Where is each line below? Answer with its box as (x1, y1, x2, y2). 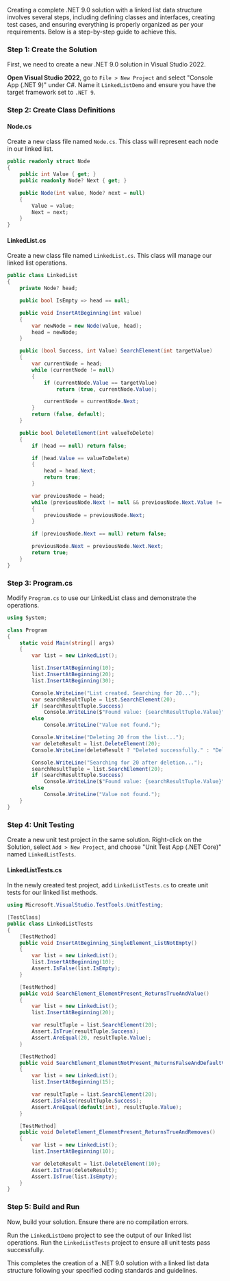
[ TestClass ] (7, 914, 41, 921)
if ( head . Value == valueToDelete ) (31, 455, 130, 462)
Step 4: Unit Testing (7, 819, 75, 829)
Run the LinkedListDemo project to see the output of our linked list (7, 1231, 192, 1239)
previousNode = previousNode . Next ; (43, 512, 146, 518)
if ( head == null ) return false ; (31, 442, 127, 449)
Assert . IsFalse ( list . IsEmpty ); (31, 965, 121, 972)
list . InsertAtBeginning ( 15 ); (31, 1079, 115, 1086)
